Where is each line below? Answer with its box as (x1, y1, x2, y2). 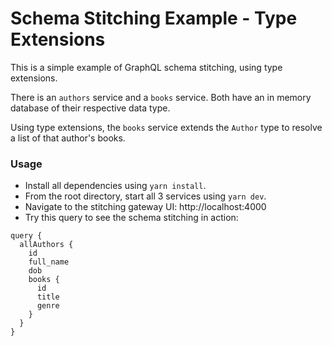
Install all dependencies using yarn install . (24, 180, 207, 192)
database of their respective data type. (10, 102, 171, 114)
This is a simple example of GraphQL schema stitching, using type (10, 61, 283, 73)
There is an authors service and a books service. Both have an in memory (10, 91, 312, 103)
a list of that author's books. (10, 132, 126, 144)
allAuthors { (19, 240, 74, 250)
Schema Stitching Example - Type (10, 7, 298, 30)
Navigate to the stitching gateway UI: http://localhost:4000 (24, 201, 267, 213)
